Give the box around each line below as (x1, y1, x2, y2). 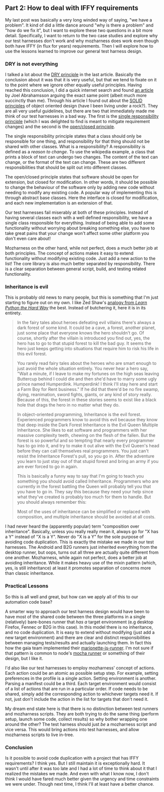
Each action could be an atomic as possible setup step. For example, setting (5, 670, 159, 676)
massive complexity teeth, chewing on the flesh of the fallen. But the (17, 433, 156, 438)
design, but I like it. (5, 655, 43, 661)
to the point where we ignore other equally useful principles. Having (5, 82, 142, 88)
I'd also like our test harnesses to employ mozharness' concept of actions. (5, 664, 155, 671)
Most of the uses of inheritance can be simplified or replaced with (17, 509, 150, 514)
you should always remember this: (17, 499, 87, 505)
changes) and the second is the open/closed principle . (5, 124, 116, 129)
